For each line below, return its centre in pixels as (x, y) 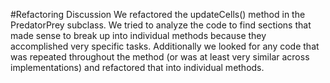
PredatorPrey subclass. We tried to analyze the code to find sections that (161, 25)
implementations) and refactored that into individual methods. (137, 67)
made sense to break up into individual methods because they (138, 35)
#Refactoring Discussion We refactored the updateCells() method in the (158, 14)
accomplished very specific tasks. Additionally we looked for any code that (165, 46)
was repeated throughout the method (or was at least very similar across (160, 57)
